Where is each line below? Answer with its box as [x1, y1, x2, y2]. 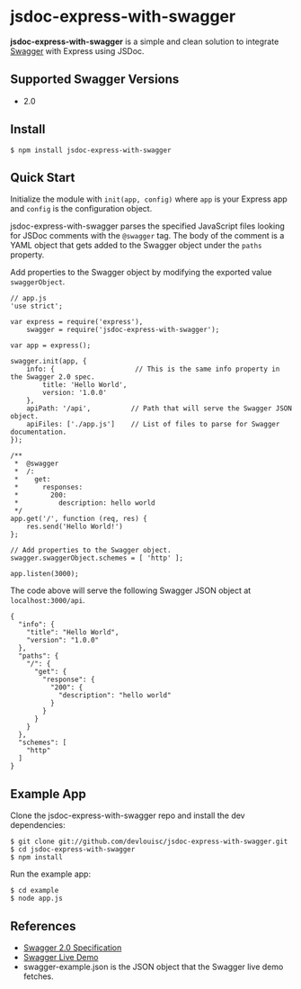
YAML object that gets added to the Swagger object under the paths [10, 240, 262, 251]
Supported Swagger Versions [10, 72, 180, 87]
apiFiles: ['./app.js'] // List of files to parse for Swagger [26, 420, 280, 429]
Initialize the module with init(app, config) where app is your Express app [10, 193, 288, 204]
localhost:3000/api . [10, 595, 85, 606]
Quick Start [10, 169, 75, 185]
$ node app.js [10, 894, 64, 904]
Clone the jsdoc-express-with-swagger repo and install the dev [10, 810, 245, 821]
